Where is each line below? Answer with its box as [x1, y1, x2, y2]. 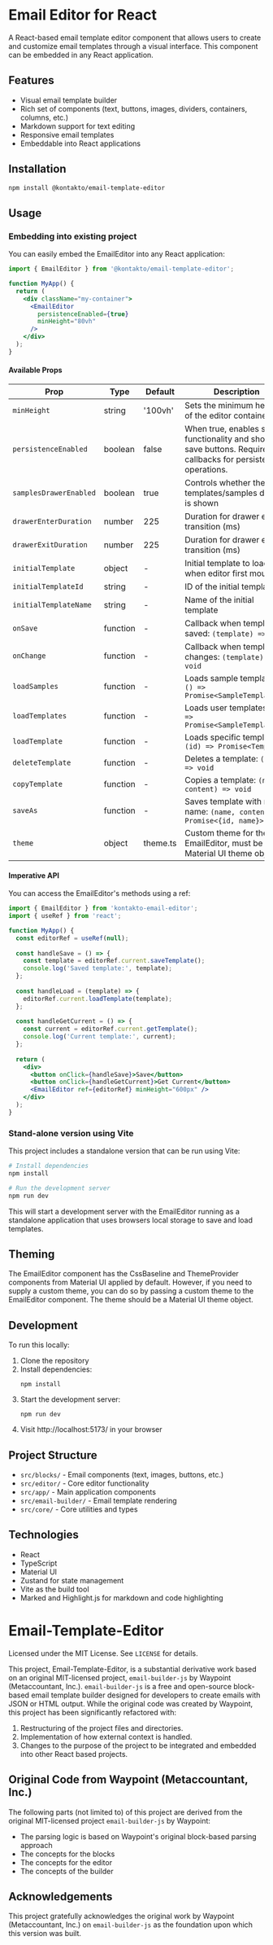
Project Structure [8, 1448, 97, 1462]
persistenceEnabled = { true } [37, 310, 129, 318]
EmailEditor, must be [184, 837, 263, 849]
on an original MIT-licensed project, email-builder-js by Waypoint [8, 1672, 232, 1683]
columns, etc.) [19, 112, 69, 122]
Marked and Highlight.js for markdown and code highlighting [19, 1592, 223, 1602]
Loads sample [184, 672, 238, 683]
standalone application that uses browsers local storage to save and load [8, 1215, 253, 1225]
